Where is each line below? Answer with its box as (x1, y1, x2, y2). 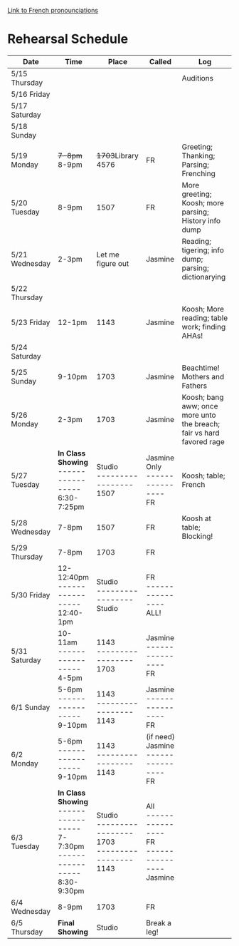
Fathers (181, 381, 208, 391)
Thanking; (181, 150, 216, 160)
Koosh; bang (181, 392, 224, 402)
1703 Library (96, 150, 139, 160)
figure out (96, 258, 129, 268)
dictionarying (181, 272, 226, 282)
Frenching (181, 168, 216, 178)
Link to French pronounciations (7, 6, 99, 14)
